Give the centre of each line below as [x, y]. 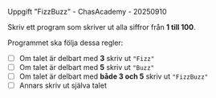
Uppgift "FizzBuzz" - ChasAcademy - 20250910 [87, 12]
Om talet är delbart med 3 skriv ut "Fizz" [87, 58]
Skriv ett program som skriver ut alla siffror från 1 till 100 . [102, 27]
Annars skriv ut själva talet [63, 86]
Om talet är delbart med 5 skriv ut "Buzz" [87, 67]
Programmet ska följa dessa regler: [65, 43]
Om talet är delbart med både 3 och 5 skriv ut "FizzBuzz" [114, 76]
